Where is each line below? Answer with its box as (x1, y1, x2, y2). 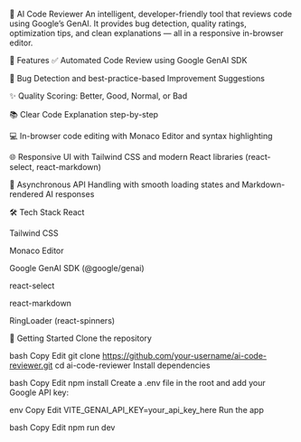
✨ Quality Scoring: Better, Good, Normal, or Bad (9, 90, 188, 101)
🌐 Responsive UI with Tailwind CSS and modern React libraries (9, 152, 244, 162)
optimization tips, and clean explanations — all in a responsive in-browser (9, 28, 284, 38)
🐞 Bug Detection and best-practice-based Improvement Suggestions (9, 73, 265, 83)
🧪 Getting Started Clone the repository (9, 333, 152, 343)
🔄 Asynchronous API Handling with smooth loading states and (9, 179, 240, 190)
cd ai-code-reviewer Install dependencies (54, 360, 211, 371)
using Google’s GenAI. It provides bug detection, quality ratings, (9, 18, 247, 29)
